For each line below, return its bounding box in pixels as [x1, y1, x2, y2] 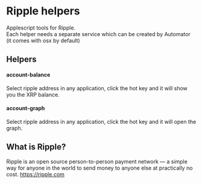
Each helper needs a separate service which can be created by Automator [6, 30, 191, 37]
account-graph [6, 105, 45, 112]
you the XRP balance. [6, 91, 60, 98]
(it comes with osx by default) [6, 37, 80, 44]
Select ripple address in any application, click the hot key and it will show [6, 84, 188, 91]
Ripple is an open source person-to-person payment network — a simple [6, 158, 188, 165]
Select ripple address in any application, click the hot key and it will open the [6, 118, 197, 125]
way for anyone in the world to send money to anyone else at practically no [6, 164, 193, 171]
